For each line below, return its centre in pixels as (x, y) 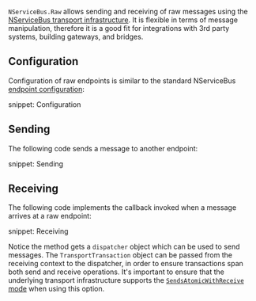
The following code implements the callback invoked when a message (122, 208)
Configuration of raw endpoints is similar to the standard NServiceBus (122, 80)
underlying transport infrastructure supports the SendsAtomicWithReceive (126, 280)
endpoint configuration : (47, 89)
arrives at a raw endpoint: (50, 216)
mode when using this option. (56, 289)
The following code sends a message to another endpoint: (103, 148)
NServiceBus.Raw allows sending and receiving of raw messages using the (128, 11)
